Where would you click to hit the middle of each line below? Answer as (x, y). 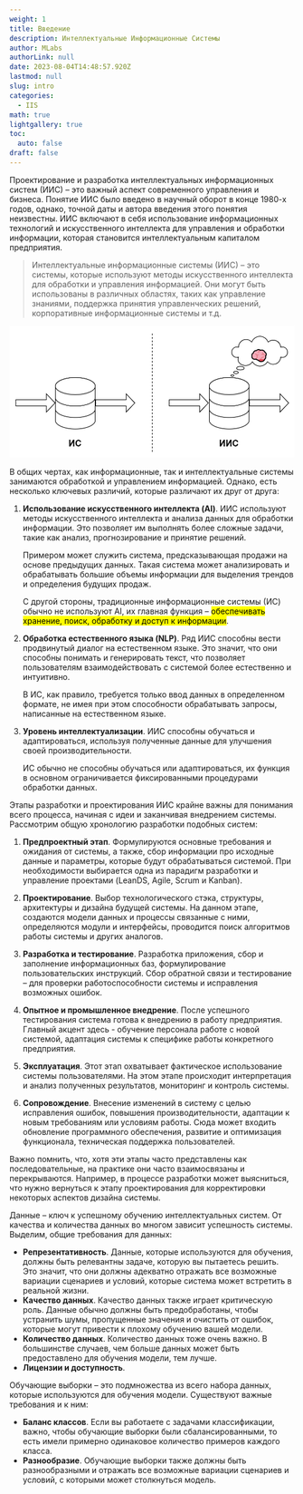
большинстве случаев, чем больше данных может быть (131, 1348)
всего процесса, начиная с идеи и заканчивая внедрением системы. (143, 814)
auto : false (40, 144)
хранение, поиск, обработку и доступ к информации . (125, 620)
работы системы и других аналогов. (93, 936)
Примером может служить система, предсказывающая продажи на (155, 555)
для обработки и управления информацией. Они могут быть (149, 284)
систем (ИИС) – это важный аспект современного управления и (134, 189)
